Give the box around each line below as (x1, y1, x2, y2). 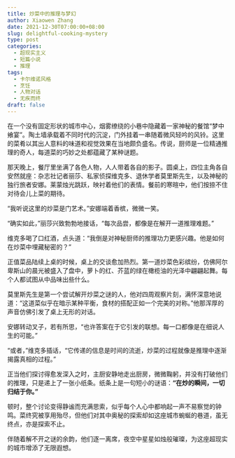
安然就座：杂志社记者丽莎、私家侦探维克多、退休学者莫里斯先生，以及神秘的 (7, 171, 228, 180)
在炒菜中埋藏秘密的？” (7, 243, 72, 251)
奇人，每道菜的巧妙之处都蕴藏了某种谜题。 (19, 148, 142, 156)
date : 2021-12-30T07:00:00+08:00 (7, 23, 105, 30)
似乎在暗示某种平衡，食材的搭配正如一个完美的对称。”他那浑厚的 (41, 299, 225, 307)
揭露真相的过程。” (7, 355, 57, 363)
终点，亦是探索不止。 (7, 419, 69, 428)
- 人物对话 (13, 88, 41, 95)
